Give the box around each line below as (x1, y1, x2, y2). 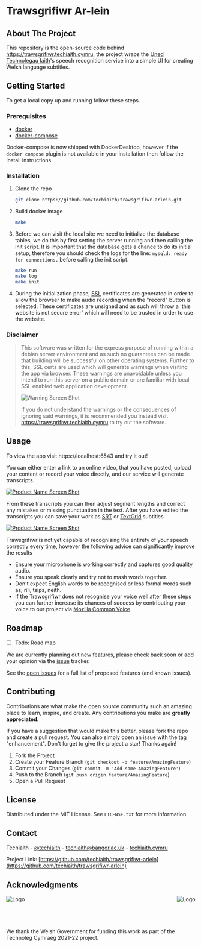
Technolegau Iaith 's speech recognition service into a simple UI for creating (6, 57, 193, 64)
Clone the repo (14, 185, 52, 192)
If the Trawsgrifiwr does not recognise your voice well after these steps (14, 593, 192, 600)
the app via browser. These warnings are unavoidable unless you (20, 370, 182, 377)
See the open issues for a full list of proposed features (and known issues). (6, 669, 192, 676)
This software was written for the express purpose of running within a (20, 344, 194, 351)
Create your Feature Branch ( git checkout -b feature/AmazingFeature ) (14, 758, 191, 765)
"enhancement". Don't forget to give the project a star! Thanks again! (6, 740, 177, 747)
